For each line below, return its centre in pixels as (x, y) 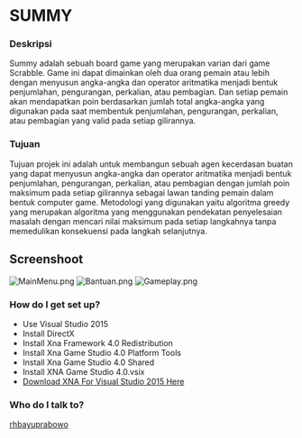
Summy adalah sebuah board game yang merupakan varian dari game (140, 63)
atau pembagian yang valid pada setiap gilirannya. (103, 121)
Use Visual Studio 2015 (65, 324)
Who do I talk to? (47, 405)
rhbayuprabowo (39, 424)
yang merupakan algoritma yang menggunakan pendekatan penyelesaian (146, 212)
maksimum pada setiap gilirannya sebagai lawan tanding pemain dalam (142, 192)
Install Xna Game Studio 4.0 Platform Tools (102, 352)
